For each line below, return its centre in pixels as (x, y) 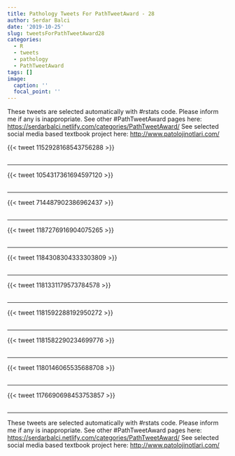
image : (17, 79)
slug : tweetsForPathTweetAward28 (56, 33)
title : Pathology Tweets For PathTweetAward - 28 (81, 14)
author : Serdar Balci (39, 20)
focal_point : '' (37, 92)
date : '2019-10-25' (36, 27)
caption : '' (31, 85)
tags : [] (20, 72)
